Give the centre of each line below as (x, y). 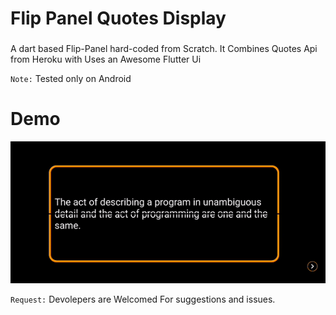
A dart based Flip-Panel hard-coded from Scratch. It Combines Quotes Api (164, 49)
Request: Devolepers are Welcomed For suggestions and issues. (143, 299)
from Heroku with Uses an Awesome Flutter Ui (106, 59)
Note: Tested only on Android (71, 79)
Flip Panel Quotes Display (118, 18)
